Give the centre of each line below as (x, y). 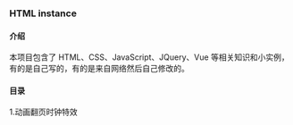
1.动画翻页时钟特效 (43, 112)
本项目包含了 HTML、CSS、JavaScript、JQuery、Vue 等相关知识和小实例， (149, 57)
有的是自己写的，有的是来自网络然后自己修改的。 (99, 69)
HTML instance (43, 13)
